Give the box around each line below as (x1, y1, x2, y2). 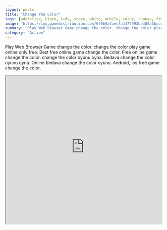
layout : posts (5, 7, 35, 12)
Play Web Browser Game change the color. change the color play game (5, 44, 151, 50)
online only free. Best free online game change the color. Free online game (5, 49, 158, 55)
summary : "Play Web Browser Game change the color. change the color (5, 26, 152, 31)
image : (5, 21, 19, 26)
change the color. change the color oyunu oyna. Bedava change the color (5, 55, 155, 60)
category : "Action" (5, 30, 46, 35)
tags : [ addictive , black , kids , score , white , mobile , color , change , (5, 16, 154, 21)
